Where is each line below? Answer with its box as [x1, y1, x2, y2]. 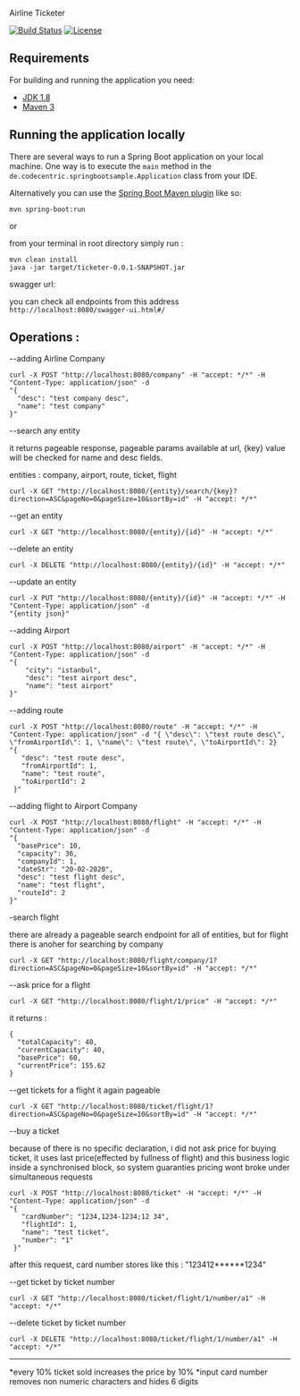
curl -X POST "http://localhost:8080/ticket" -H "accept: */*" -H [9, 1189, 262, 1198]
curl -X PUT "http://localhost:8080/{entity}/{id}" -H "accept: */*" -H [9, 594, 286, 603]
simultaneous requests [9, 1171, 94, 1182]
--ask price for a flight [9, 980, 91, 991]
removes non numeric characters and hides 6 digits [9, 1376, 199, 1387]
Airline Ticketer [9, 8, 65, 18]
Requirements [9, 51, 89, 66]
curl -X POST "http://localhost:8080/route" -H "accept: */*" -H [9, 722, 257, 732]
